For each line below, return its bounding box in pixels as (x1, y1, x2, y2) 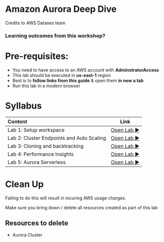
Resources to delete (5, 219, 69, 228)
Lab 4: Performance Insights (7, 150, 74, 157)
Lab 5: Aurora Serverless (7, 159, 66, 166)
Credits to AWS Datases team (5, 20, 66, 26)
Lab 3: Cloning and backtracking (7, 142, 83, 149)
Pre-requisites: (5, 51, 69, 62)
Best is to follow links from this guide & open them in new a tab (12, 77, 144, 83)
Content (7, 118, 27, 125)
